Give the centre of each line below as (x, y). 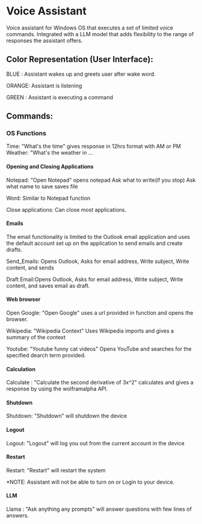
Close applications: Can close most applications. (66, 209)
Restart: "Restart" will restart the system (56, 470)
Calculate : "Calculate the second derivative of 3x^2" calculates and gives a (100, 383)
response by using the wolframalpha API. (57, 389)
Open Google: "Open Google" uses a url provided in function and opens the (100, 313)
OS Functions (26, 134)
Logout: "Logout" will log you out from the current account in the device (95, 443)
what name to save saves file (42, 186)
